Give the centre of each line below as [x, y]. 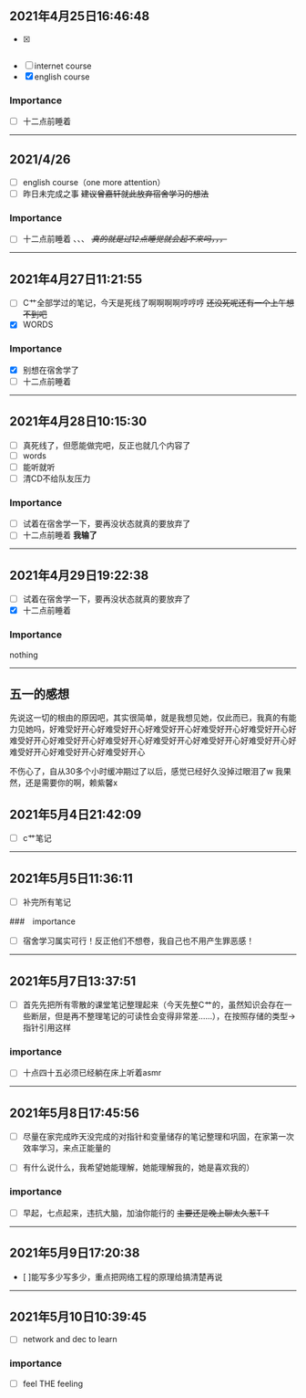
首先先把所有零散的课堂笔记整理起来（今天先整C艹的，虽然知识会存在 [153, 1004]
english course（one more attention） [94, 182]
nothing [24, 655]
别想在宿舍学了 [51, 370]
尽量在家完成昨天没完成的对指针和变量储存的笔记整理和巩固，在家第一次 [158, 1137]
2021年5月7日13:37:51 [73, 981]
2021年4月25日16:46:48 [80, 16]
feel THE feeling [53, 1383]
